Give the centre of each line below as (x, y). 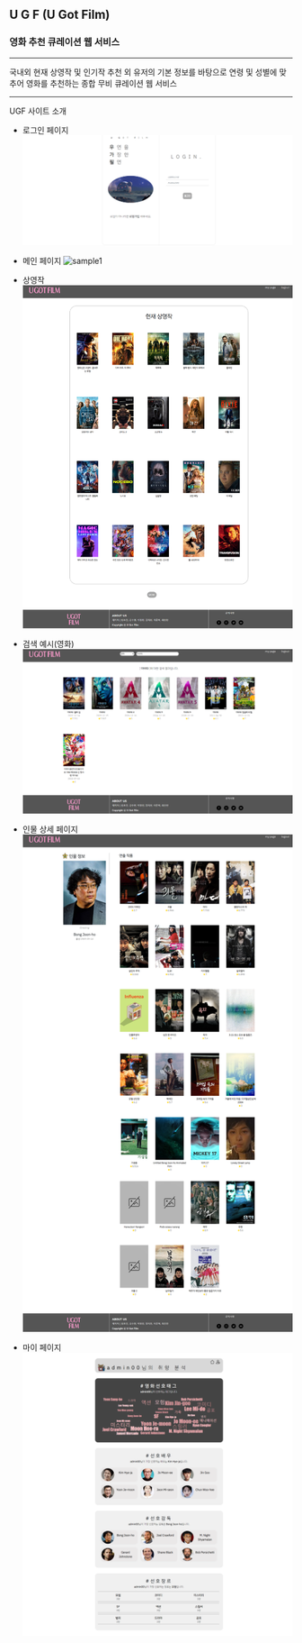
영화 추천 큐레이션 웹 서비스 (65, 42)
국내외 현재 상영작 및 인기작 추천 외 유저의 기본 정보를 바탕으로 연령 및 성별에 (143, 72)
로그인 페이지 (45, 130)
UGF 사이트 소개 (38, 111)
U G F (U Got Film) (60, 15)
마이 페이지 (42, 1347)
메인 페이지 (42, 261)
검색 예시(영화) (48, 644)
